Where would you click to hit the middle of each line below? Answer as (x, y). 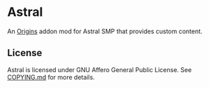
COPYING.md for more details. (51, 77)
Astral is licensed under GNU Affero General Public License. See (100, 69)
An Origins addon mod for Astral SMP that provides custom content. (105, 31)
